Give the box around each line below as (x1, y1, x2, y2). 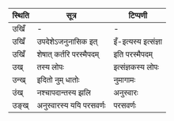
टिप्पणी (128, 10, 148, 20)
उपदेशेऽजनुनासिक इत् (36, 36, 98, 46)
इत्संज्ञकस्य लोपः (113, 62, 160, 72)
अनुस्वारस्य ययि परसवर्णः (36, 100, 106, 111)
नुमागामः (113, 75, 136, 85)
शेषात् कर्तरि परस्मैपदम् (36, 49, 100, 60)
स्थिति (12, 10, 29, 20)
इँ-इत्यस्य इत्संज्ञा (113, 36, 163, 46)
